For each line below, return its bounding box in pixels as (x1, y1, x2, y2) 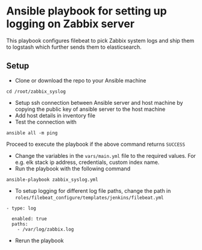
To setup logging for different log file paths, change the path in (14, 187, 171, 194)
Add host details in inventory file (14, 111, 95, 119)
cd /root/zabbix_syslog (6, 89, 66, 95)
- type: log (6, 205, 36, 211)
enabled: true (11, 216, 47, 222)
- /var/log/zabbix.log (17, 226, 74, 233)
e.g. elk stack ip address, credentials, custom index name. (14, 158, 160, 166)
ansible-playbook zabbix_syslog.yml (6, 177, 98, 183)
